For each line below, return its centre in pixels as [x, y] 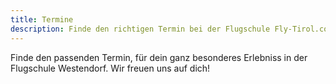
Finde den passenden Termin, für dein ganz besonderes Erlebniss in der [159, 57]
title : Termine [42, 19]
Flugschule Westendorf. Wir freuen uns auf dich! [110, 68]
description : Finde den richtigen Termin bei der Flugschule [140, 29]
